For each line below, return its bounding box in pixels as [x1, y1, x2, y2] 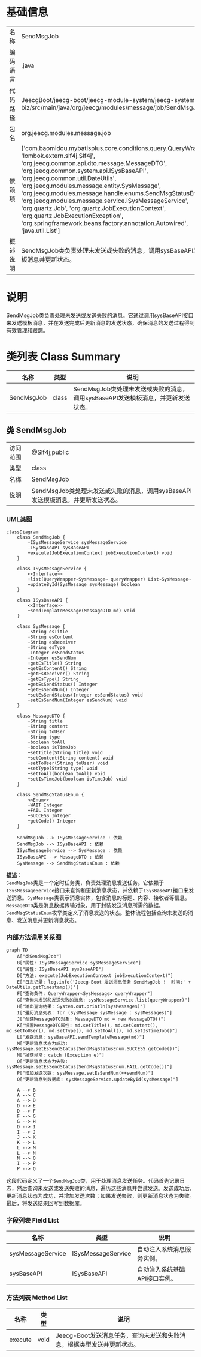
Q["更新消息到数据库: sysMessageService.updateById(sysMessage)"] [17, 1077, 179, 1083]
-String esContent [28, 634, 74, 640]
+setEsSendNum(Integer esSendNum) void [28, 697, 127, 703]
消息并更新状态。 [27, 255, 76, 264]
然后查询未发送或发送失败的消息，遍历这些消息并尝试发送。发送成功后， [16, 1185, 195, 1192]
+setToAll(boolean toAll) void [28, 770, 106, 776]
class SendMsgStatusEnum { [17, 791, 84, 797]
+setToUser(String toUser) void [28, 760, 109, 766]
